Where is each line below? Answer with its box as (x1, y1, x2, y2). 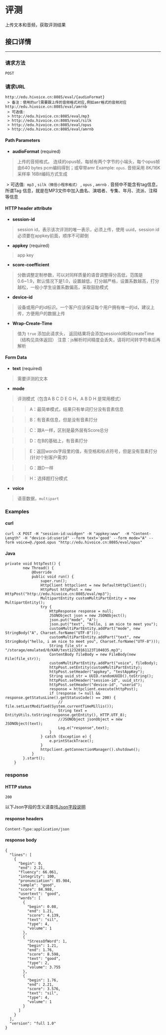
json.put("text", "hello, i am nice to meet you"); (49, 622, 158, 627)
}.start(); (23, 756, 45, 761)
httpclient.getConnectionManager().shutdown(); (40, 747, 140, 752)
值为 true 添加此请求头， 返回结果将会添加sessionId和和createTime (17, 331, 155, 336)
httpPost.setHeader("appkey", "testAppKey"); (49, 669, 145, 674)
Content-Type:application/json (5, 827, 70, 831)
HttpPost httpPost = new (40, 587, 92, 592)
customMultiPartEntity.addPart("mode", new (49, 626, 140, 631)
